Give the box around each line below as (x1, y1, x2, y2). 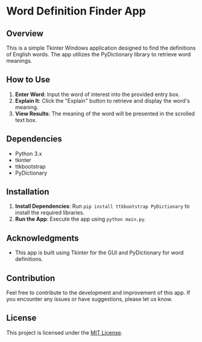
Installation (6, 187, 49, 197)
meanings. (6, 57, 33, 64)
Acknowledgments (6, 233, 80, 243)
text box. (14, 116, 37, 123)
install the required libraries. (14, 209, 85, 216)
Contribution (6, 273, 55, 283)
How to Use (6, 74, 51, 85)
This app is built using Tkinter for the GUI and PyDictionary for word (14, 249, 184, 256)
